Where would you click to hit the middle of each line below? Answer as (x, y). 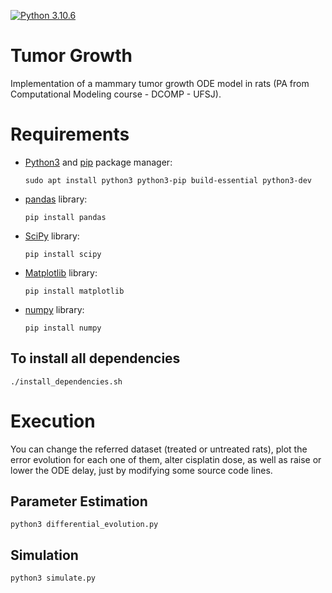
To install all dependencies (95, 358)
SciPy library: (52, 236)
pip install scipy (63, 254)
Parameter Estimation (79, 501)
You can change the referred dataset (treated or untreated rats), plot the (159, 449)
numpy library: (54, 309)
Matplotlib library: (61, 272)
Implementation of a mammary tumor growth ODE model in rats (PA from (160, 83)
